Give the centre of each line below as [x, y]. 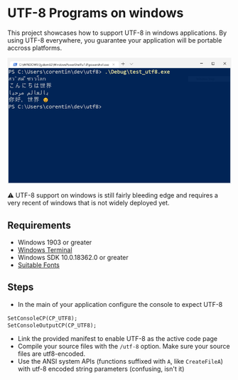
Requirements [39, 225]
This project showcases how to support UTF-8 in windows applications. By [117, 33]
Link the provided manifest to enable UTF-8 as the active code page [118, 338]
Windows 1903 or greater [55, 242]
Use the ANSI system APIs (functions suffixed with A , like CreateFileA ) [120, 361]
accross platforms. [35, 48]
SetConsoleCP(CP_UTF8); [43, 318]
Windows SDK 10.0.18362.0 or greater [73, 258]
